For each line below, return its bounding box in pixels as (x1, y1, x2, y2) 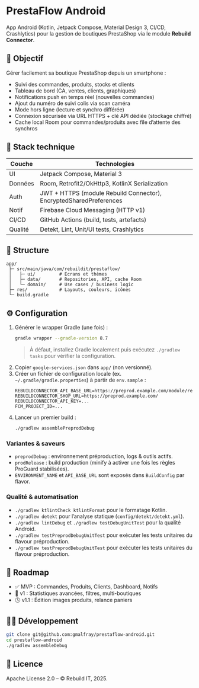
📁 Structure (6, 245, 49, 255)
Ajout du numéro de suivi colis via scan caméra (14, 100, 130, 107)
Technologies (95, 159, 135, 168)
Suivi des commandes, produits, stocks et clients (14, 81, 134, 88)
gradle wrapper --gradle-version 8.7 (14, 335, 108, 341)
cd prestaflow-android (6, 637, 62, 644)
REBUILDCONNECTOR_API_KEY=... (14, 398, 90, 404)
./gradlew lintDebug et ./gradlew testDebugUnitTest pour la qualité (14, 519, 181, 526)
